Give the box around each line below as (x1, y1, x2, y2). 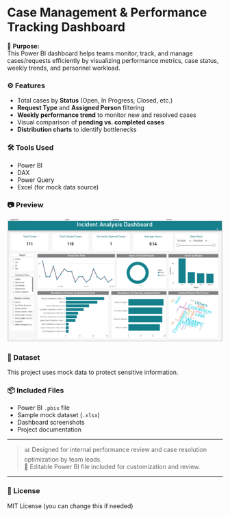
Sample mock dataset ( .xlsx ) (16, 411, 101, 419)
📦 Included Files (7, 385, 64, 395)
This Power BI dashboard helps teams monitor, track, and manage (7, 49, 193, 57)
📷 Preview (7, 200, 44, 210)
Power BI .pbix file (16, 403, 71, 412)
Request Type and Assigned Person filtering (16, 104, 145, 112)
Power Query (16, 176, 55, 184)
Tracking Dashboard (7, 19, 125, 35)
